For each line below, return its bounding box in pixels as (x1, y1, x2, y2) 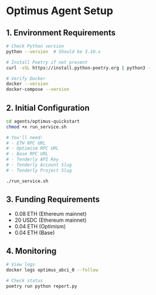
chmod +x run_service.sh (6, 124, 67, 130)
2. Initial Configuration (6, 103, 90, 113)
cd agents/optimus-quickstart (6, 118, 80, 124)
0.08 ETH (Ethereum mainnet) (14, 210, 87, 217)
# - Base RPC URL (6, 151, 49, 157)
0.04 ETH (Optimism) (14, 222, 66, 230)
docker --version (6, 81, 49, 87)
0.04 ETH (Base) (14, 229, 55, 236)
